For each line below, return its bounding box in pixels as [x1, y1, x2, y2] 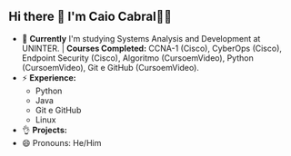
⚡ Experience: [21, 72, 76, 83]
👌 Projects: [21, 124, 67, 135]
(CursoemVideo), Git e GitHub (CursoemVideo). [21, 62, 199, 73]
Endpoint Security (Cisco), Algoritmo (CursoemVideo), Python [21, 52, 254, 63]
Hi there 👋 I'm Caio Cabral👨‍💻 [8, 9, 173, 24]
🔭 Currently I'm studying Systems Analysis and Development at [21, 33, 261, 44]
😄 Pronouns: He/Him [21, 137, 102, 148]
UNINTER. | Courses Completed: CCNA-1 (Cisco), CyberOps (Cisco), [21, 43, 283, 54]
